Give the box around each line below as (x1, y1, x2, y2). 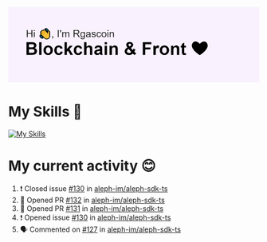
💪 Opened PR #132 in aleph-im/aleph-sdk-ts (19, 195, 165, 205)
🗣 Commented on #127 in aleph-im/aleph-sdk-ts (19, 224, 182, 234)
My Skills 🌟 (8, 103, 82, 121)
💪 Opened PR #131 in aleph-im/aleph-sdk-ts (19, 204, 164, 213)
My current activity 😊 (8, 157, 156, 175)
